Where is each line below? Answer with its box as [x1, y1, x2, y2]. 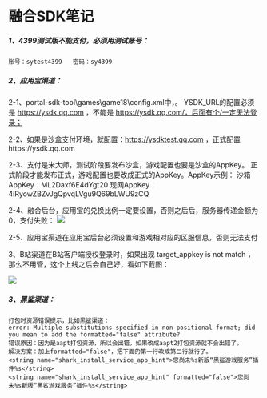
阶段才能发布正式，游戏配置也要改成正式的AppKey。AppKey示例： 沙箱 [14, 170, 251, 180]
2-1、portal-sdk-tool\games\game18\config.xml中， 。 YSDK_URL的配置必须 [8, 98, 255, 107]
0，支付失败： [8, 215, 55, 225]
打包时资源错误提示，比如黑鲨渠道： [8, 317, 110, 325]
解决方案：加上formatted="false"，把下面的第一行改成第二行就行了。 [8, 348, 213, 356]
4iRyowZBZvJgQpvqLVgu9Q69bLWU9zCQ [8, 189, 149, 199]
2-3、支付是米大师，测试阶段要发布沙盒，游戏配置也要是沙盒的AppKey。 [8, 160, 249, 170]
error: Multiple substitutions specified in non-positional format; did [8, 324, 256, 332]
